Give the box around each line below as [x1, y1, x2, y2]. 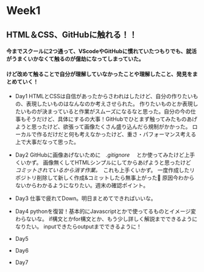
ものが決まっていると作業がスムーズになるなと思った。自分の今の [26, 108, 191, 115]
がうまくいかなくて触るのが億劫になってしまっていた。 [6, 55, 144, 63]
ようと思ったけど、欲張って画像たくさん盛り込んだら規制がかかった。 [15, 123, 191, 131]
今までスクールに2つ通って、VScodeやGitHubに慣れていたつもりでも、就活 [6, 48, 197, 55]
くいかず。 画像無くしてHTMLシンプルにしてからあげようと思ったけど [15, 159, 192, 166]
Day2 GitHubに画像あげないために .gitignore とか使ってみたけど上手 [15, 151, 195, 159]
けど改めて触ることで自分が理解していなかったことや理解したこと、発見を [6, 70, 193, 77]
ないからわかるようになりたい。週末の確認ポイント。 [15, 182, 149, 189]
